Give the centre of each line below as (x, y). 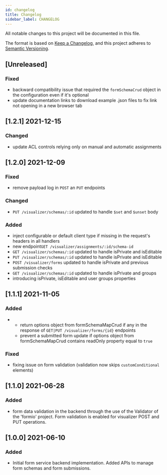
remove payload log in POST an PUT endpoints (59, 188)
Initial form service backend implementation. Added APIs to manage (83, 463)
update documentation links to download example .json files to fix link (85, 101)
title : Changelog (23, 15)
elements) (23, 370)
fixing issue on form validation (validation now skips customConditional (86, 365)
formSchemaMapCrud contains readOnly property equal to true (86, 341)
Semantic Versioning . (27, 49)
